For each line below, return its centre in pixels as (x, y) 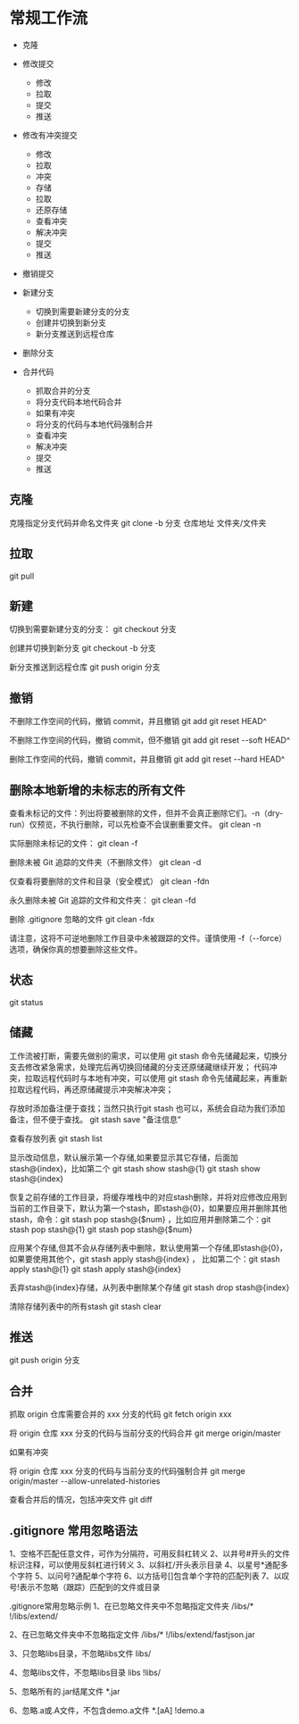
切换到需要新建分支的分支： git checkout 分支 (93, 629)
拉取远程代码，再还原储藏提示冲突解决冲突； (91, 1089)
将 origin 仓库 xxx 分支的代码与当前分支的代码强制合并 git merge (127, 1471)
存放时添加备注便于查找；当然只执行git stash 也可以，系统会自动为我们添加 (147, 1108)
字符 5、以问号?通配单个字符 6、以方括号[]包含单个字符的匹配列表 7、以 (149, 1576)
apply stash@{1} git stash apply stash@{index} (95, 1269)
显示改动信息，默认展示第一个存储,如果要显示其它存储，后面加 (124, 1157)
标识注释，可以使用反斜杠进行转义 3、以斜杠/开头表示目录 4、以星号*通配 (145, 1565)
